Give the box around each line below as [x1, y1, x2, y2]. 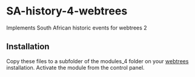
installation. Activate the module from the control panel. [6, 64, 145, 71]
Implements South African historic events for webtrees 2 [6, 24, 147, 31]
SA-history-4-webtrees [6, 4, 128, 18]
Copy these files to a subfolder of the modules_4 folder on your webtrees [6, 57, 189, 64]
